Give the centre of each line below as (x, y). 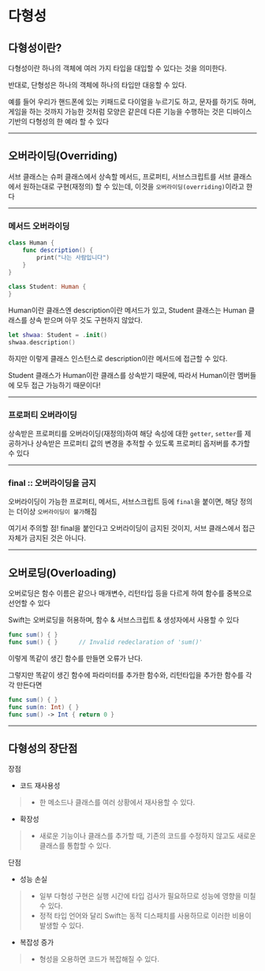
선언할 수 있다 (30, 603)
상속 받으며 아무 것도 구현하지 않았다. (86, 320)
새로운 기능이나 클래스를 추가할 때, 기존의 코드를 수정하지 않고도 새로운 (147, 836)
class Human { (32, 243)
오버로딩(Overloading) (62, 573)
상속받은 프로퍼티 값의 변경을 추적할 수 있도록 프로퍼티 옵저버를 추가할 (143, 443)
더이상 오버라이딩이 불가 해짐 (56, 512)
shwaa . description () (42, 342)
